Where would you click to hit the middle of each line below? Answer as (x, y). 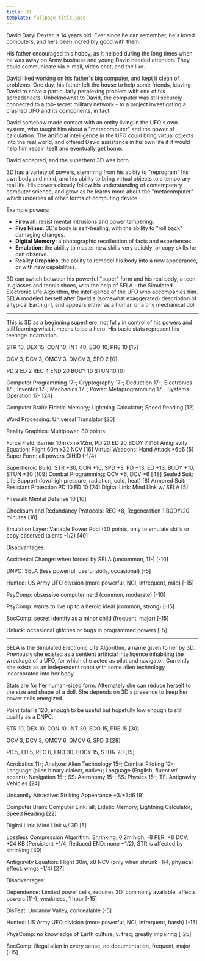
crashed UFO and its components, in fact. (59, 110)
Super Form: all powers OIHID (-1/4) (51, 456)
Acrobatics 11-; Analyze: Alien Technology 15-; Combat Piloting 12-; (91, 764)
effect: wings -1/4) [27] (35, 868)
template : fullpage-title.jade (46, 18)
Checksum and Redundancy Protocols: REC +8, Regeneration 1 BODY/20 (98, 511)
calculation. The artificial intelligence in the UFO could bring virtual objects (100, 135)
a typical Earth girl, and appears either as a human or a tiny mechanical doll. (102, 304)
